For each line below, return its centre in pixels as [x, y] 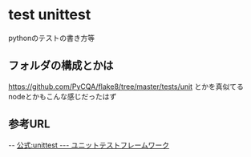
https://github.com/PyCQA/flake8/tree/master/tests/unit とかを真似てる [126, 87]
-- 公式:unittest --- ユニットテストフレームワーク [89, 145]
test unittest [50, 15]
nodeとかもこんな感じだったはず [63, 96]
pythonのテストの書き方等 [51, 38]
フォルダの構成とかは [61, 66]
